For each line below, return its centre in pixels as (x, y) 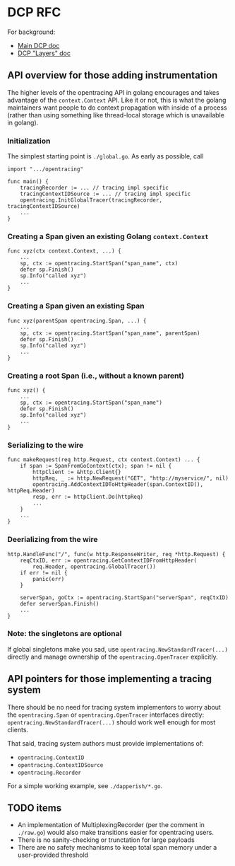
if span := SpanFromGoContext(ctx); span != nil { (96, 466)
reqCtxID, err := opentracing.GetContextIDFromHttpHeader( (109, 560)
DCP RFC (34, 12)
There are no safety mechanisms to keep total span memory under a (117, 848)
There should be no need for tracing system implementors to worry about (114, 707)
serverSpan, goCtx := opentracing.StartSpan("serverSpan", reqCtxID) (125, 597)
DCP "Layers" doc (44, 53)
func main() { (28, 182)
